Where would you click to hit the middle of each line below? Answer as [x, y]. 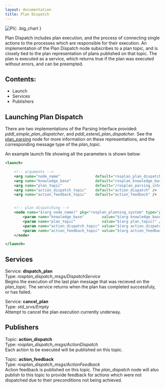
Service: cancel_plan [27, 302]
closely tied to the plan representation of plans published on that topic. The [81, 53]
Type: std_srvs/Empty [27, 307]
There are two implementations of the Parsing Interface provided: [71, 129]
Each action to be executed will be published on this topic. [64, 350]
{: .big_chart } [28, 28]
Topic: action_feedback [29, 359]
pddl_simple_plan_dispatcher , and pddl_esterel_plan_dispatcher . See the [79, 134]
